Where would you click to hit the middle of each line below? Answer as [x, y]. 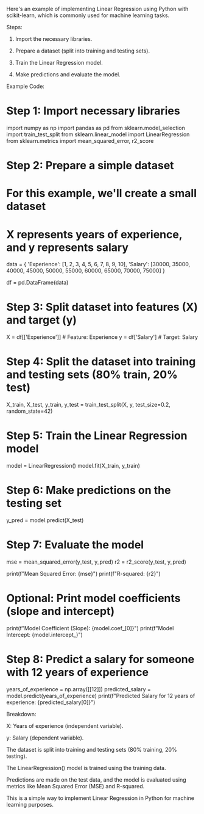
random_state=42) [30, 411]
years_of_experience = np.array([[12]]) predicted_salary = [79, 689]
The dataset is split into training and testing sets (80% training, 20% [92, 749]
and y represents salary [68, 247]
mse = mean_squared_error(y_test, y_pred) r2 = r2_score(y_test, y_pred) [97, 562]
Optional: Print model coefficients [93, 598]
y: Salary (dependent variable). [45, 738]
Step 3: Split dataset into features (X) [102, 307]
